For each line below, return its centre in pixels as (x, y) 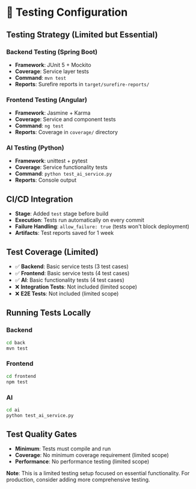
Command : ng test (39, 126)
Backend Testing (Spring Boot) (52, 52)
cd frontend (21, 376)
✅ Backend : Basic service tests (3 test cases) (72, 267)
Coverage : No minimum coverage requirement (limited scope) (92, 455)
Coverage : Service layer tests (52, 71)
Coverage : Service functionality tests (61, 167)
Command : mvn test (41, 77)
